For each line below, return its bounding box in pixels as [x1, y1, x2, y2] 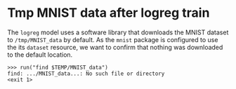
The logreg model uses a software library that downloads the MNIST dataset [7, 28, 229, 36]
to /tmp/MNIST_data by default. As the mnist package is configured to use [7, 35, 218, 43]
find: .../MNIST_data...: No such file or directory [7, 70, 165, 77]
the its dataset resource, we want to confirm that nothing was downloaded [7, 43, 223, 51]
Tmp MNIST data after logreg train [7, 5, 210, 21]
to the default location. [7, 50, 73, 59]
